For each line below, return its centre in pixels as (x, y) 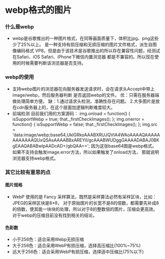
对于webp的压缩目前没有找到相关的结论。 (55, 215)
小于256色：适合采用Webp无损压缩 (48, 239)
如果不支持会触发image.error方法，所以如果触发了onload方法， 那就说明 (85, 152)
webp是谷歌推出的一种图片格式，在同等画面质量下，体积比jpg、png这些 (85, 38)
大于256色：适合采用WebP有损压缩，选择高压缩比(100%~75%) (77, 246)
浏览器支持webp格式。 (35, 158)
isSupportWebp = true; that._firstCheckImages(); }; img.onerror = (78, 119)
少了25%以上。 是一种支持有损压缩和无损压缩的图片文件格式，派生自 (82, 44)
